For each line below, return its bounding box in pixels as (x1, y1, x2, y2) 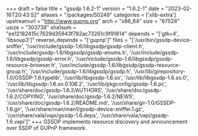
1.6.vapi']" (6, 118, 31, 125)
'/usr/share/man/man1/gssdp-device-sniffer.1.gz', (24, 106, 144, 112)
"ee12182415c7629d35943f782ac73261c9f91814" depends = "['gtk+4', (6, 30, 179, 37)
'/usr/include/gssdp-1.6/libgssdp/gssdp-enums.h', (6, 49, 128, 56)
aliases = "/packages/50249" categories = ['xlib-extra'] (40, 11, 176, 18)
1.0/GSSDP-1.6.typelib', (6, 74, 62, 81)
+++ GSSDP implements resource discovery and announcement (31, 118, 188, 125)
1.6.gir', (6, 106, 24, 112)
